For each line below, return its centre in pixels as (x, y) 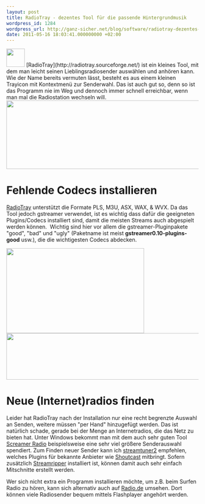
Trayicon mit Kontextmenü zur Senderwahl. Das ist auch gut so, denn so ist (101, 84)
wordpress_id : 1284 (31, 23)
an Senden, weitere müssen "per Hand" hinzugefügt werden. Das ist (92, 424)
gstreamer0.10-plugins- (156, 233)
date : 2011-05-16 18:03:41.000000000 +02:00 (64, 35)
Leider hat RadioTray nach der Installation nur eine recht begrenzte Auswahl (102, 418)
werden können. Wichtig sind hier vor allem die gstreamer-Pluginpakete (97, 227)
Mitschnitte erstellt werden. (41, 470)
